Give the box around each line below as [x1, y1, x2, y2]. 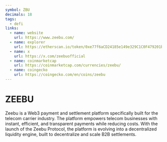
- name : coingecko [9, 68, 48, 73]
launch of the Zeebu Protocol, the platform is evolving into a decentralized [5, 126, 157, 132]
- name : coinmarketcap [9, 58, 57, 63]
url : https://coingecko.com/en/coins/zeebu [14, 72, 106, 77]
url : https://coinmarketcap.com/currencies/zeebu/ [14, 63, 121, 68]
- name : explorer [9, 40, 46, 45]
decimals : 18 [5, 12, 32, 17]
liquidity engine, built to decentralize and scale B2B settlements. [5, 131, 137, 137]
